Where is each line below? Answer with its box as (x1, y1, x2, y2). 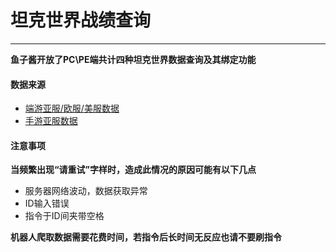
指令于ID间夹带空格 (24, 210, 105, 222)
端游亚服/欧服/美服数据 (24, 102, 120, 115)
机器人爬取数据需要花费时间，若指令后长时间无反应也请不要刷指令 (10, 231, 282, 243)
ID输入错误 (24, 197, 70, 210)
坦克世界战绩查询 (10, 9, 152, 32)
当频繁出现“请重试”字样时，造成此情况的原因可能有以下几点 (10, 164, 257, 176)
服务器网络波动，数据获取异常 (24, 185, 148, 197)
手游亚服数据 (24, 115, 78, 127)
